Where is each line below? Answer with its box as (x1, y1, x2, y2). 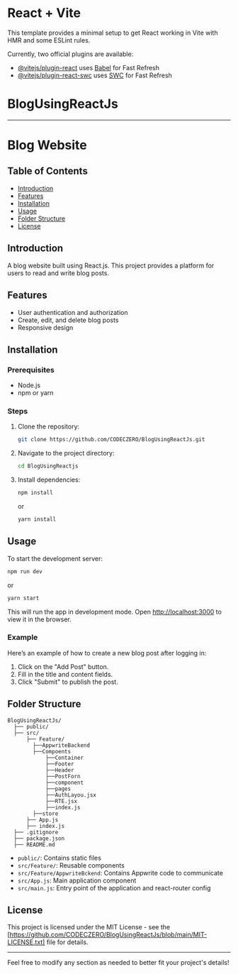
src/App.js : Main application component (17, 876, 137, 885)
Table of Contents (7, 165, 89, 177)
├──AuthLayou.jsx (45, 791, 97, 799)
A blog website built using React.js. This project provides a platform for (7, 261, 215, 270)
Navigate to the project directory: (17, 449, 115, 458)
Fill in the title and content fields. (17, 670, 113, 678)
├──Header (45, 766, 74, 774)
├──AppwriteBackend (33, 741, 91, 749)
